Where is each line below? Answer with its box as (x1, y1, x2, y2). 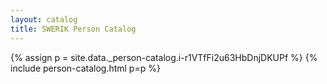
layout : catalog (10, 14, 78, 25)
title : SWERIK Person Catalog (10, 24, 137, 34)
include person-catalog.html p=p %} (10, 62, 161, 74)
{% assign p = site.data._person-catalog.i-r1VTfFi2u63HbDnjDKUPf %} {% (10, 51, 318, 63)
